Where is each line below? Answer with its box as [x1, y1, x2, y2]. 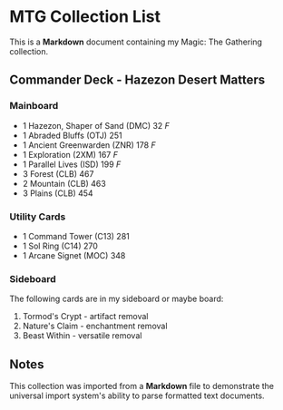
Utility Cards [9, 210, 66, 223]
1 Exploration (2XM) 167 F [22, 149, 118, 160]
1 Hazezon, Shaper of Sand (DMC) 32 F [22, 120, 171, 131]
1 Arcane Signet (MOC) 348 [22, 249, 126, 260]
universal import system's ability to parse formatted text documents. [9, 390, 265, 401]
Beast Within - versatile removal [22, 330, 142, 341]
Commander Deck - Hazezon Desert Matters [9, 73, 266, 88]
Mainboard [9, 100, 59, 112]
